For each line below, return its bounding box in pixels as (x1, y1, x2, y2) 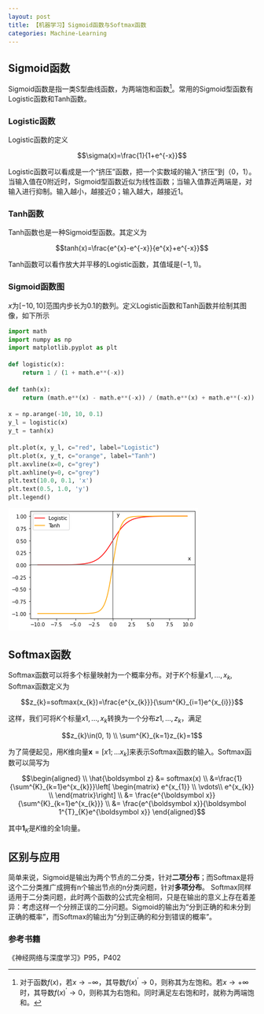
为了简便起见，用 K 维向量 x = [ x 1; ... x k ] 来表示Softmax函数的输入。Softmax (8, 747, 245, 758)
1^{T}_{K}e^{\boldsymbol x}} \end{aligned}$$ (58, 808, 206, 817)
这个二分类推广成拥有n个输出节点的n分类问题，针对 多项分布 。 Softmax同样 (8, 882, 251, 892)
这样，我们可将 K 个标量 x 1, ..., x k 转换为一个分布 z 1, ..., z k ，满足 (8, 713, 203, 725)
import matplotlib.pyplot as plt (8, 344, 118, 352)
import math (8, 327, 47, 335)
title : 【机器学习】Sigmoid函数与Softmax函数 (8, 20, 147, 29)
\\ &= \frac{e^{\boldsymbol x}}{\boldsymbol (104, 799, 247, 808)
